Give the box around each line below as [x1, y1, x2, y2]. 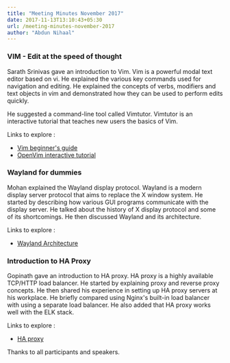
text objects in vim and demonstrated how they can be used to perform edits [7, 89, 223, 97]
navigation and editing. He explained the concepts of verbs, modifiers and [7, 82, 216, 90]
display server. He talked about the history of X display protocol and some [7, 205, 216, 213]
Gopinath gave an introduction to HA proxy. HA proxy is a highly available [7, 272, 214, 280]
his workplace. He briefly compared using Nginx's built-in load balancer [7, 294, 210, 302]
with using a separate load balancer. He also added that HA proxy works [7, 301, 211, 309]
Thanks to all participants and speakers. [7, 348, 120, 356]
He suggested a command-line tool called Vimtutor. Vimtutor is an [7, 110, 193, 118]
